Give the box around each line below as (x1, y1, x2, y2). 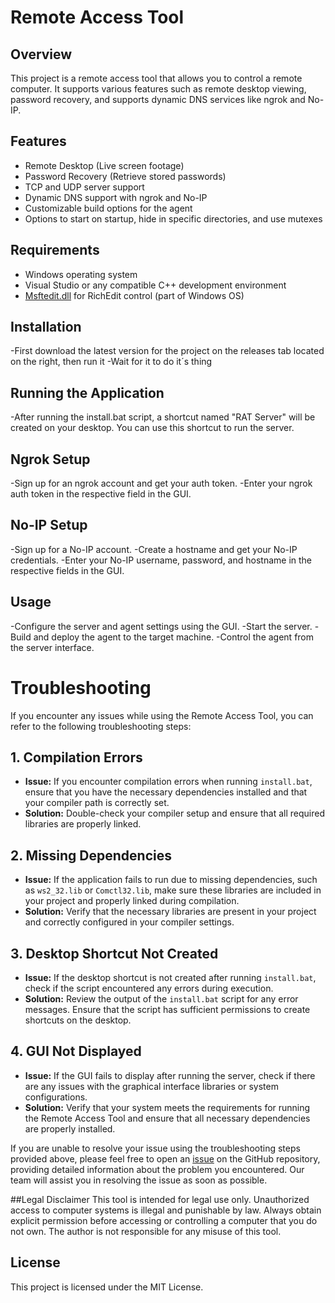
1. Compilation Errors (10, 749, 143, 766)
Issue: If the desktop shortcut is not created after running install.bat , (24, 972, 317, 984)
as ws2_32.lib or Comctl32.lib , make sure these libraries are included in (24, 884, 322, 896)
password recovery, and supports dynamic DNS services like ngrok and (10, 94, 306, 105)
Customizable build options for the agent (24, 202, 193, 214)
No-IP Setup (10, 517, 88, 534)
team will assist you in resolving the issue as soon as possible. (10, 1174, 268, 1186)
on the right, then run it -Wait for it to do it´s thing (10, 356, 213, 368)
